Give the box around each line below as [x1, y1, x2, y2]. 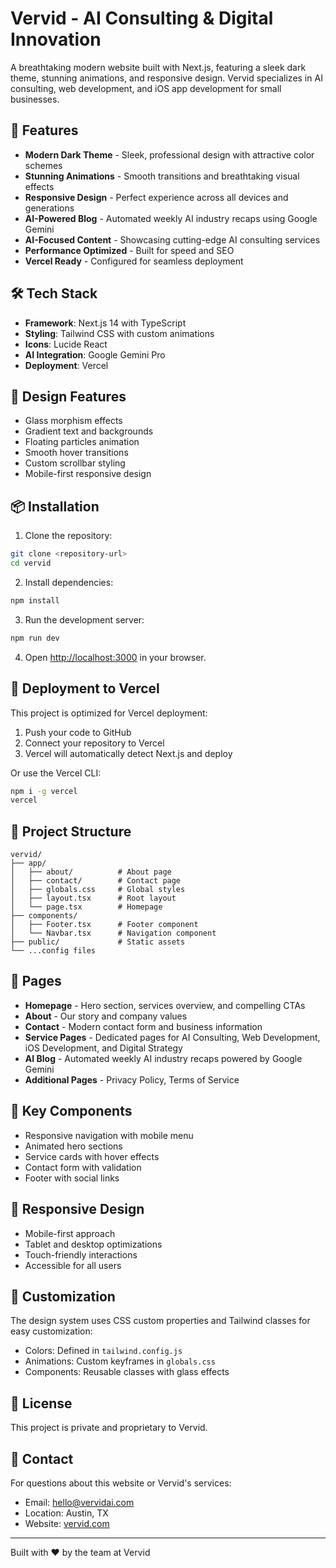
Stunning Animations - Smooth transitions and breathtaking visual [24, 170, 300, 182]
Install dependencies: [24, 576, 114, 588]
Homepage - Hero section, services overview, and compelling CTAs [24, 999, 306, 1011]
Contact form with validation [24, 1161, 142, 1173]
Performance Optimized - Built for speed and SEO [24, 244, 235, 256]
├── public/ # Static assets [10, 937, 186, 947]
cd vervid [10, 558, 52, 569]
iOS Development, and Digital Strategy [24, 1042, 183, 1054]
